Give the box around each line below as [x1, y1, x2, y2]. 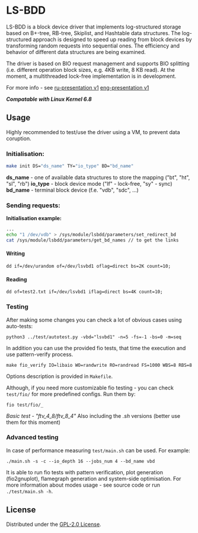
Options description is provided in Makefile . [6, 372, 113, 380]
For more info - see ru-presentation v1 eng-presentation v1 [6, 84, 149, 91]
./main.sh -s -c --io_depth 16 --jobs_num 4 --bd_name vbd [6, 458, 155, 464]
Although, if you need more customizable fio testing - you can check [6, 384, 174, 391]
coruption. [6, 135, 31, 142]
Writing [6, 250, 25, 257]
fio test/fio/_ [6, 402, 44, 408]
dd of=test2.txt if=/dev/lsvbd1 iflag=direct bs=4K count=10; [6, 289, 163, 295]
